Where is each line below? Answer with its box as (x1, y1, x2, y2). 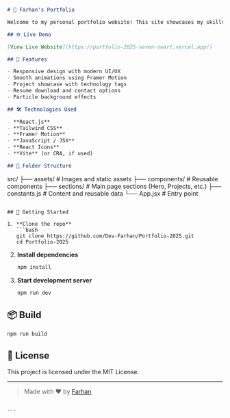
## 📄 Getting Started (7, 209, 69, 215)
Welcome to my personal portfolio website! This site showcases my (7, 18, 204, 25)
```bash (16, 226, 38, 233)
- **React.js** (7, 118, 51, 125)
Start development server (16, 276, 92, 284)
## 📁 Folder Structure (7, 162, 72, 169)
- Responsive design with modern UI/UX (7, 68, 121, 75)
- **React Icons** (7, 144, 60, 151)
